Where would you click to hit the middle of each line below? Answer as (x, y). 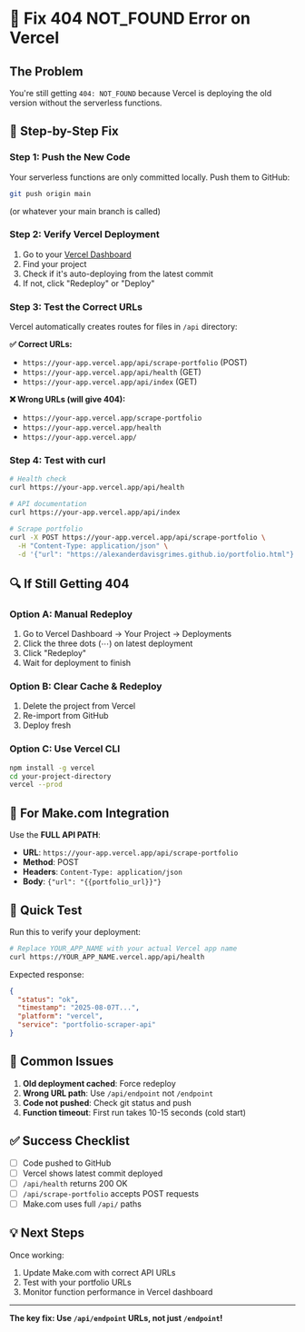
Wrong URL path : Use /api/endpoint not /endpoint (118, 1093)
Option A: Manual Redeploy (71, 614)
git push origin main (50, 194)
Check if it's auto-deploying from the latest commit (118, 273)
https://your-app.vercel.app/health (92, 428)
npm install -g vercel (52, 768)
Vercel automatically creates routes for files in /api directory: (123, 327)
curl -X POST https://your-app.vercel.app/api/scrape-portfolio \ (138, 537)
